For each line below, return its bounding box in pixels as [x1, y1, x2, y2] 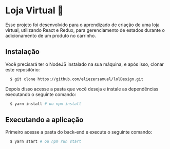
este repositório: [5, 66, 40, 72]
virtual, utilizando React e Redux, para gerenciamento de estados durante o [5, 27, 165, 33]
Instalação [5, 47, 40, 56]
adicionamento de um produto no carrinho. [5, 32, 96, 39]
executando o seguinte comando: [5, 91, 77, 97]
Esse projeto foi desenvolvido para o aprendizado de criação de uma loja [5, 22, 160, 28]
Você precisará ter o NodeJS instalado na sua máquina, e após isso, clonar [5, 61, 164, 67]
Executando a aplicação [5, 115, 84, 124]
